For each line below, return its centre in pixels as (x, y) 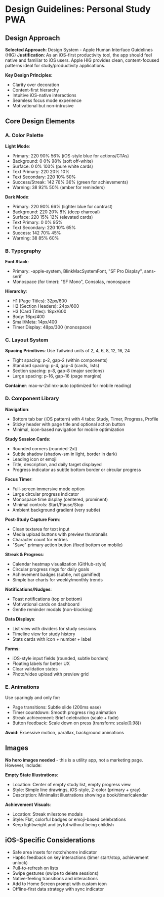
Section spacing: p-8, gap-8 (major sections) (58, 371)
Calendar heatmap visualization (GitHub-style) (60, 564)
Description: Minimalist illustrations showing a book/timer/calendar (80, 795)
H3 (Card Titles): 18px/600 (39, 311)
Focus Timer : (19, 479)
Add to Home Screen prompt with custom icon (60, 884)
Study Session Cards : (28, 439)
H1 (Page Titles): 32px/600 (40, 301)
